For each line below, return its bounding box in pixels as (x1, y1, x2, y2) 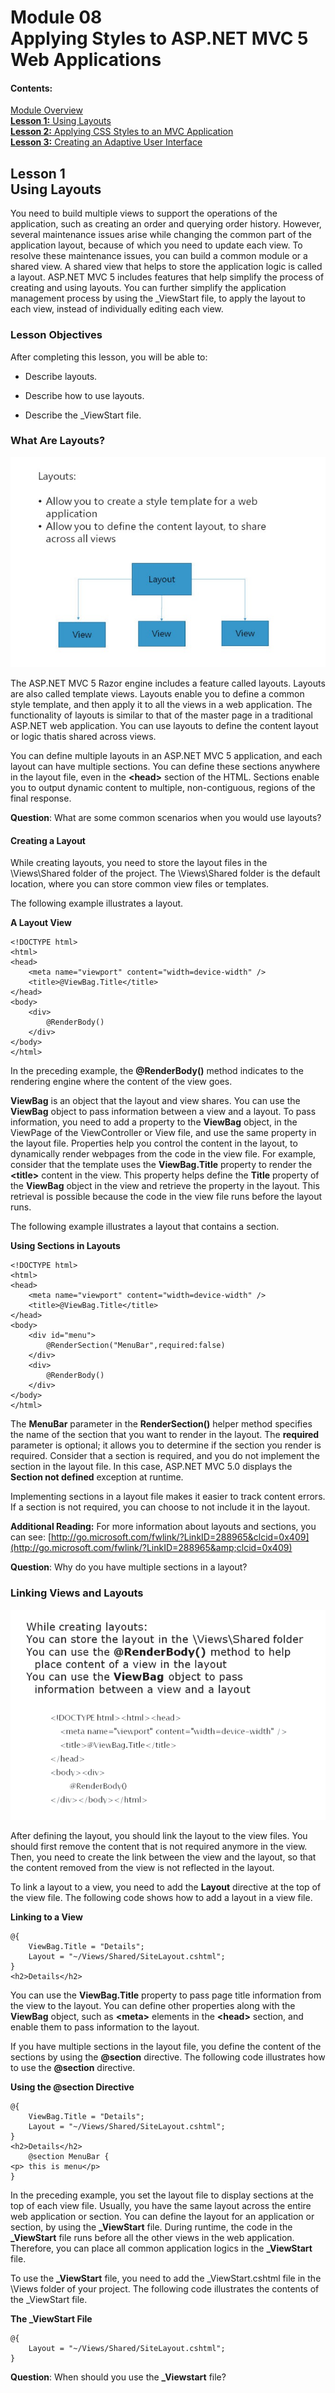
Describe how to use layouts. (24, 389, 145, 401)
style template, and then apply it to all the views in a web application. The (10, 699, 313, 711)
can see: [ (10, 1531, 52, 1543)
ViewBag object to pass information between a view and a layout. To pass (10, 1106, 317, 1118)
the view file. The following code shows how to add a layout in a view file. (10, 1891, 313, 1903)
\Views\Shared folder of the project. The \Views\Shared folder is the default (10, 867, 321, 880)
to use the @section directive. (10, 2061, 136, 2073)
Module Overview (10, 104, 83, 116)
